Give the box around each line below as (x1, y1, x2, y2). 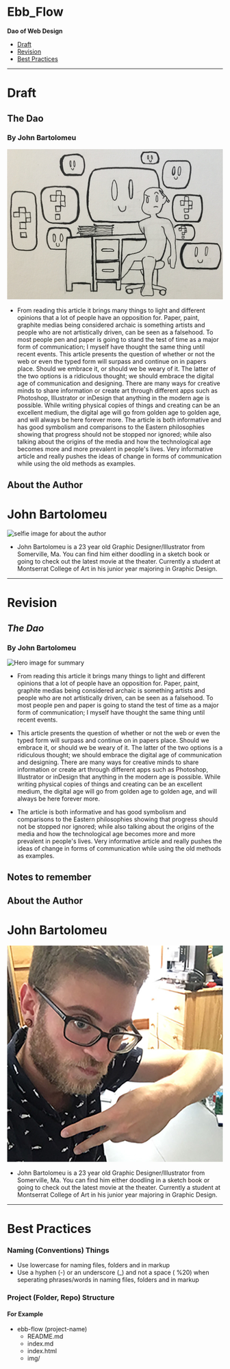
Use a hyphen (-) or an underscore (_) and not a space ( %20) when (16, 1268, 209, 1277)
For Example (7, 1309, 43, 1318)
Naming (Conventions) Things (7, 1245, 110, 1255)
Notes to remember (7, 871, 92, 883)
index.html (27, 1347, 57, 1355)
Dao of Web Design (7, 27, 63, 35)
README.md (27, 1333, 64, 1341)
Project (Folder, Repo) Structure (7, 1293, 115, 1302)
